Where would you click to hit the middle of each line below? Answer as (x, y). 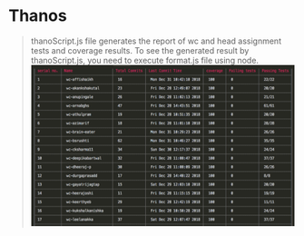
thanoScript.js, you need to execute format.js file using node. (145, 60)
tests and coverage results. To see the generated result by (140, 50)
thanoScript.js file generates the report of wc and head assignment (156, 41)
